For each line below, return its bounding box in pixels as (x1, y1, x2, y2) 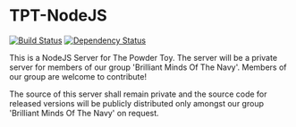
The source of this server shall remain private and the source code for (9, 89, 267, 99)
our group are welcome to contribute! (9, 71, 148, 81)
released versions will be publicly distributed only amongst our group (9, 97, 264, 108)
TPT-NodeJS (9, 5, 107, 26)
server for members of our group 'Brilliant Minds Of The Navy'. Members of (9, 62, 287, 72)
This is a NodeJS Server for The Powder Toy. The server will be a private (9, 52, 278, 63)
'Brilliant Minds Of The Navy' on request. (9, 107, 159, 118)
